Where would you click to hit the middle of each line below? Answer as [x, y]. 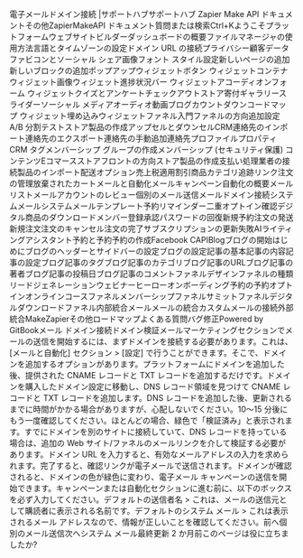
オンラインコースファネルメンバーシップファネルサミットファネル [147, 296]
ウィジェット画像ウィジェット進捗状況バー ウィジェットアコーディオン [141, 82]
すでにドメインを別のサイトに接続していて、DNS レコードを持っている [156, 432]
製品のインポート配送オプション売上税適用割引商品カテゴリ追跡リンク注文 [155, 172]
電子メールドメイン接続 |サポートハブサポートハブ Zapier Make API [134, 14]
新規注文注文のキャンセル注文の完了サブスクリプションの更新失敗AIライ [143, 228]
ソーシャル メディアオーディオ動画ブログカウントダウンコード [156, 104]
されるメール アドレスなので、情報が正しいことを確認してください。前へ [144, 522]
